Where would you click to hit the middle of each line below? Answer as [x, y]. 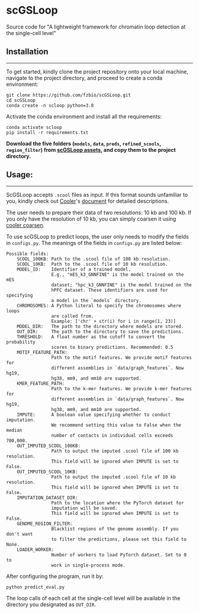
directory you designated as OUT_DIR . [51, 604]
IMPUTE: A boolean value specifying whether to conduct [94, 415]
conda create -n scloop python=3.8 [50, 105]
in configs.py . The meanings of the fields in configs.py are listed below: [94, 243]
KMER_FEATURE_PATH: [41, 383]
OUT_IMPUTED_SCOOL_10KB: [47, 472]
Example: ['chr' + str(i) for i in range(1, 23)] [114, 321]
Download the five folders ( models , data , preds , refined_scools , [84, 144]
